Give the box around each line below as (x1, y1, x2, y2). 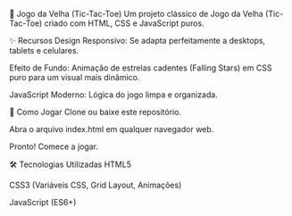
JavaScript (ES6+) (9, 197, 77, 207)
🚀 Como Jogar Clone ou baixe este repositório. (9, 107, 181, 117)
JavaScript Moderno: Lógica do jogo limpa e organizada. (9, 89, 219, 100)
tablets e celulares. (9, 46, 79, 55)
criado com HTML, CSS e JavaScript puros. (44, 18, 204, 29)
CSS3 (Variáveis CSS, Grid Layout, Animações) (9, 179, 182, 190)
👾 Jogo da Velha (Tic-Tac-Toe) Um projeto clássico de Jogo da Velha (9, 9, 263, 19)
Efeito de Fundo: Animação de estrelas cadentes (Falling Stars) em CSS (9, 62, 272, 73)
